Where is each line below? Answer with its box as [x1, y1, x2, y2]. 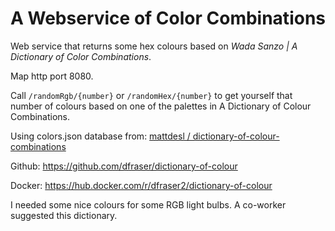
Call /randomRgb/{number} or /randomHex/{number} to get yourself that [10, 89, 293, 101]
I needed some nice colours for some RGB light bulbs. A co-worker [10, 198, 287, 211]
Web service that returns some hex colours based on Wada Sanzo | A [10, 40, 298, 52]
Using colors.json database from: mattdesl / [10, 130, 191, 142]
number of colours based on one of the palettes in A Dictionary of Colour [10, 100, 312, 112]
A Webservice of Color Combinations [10, 7, 326, 30]
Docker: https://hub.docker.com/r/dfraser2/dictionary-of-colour [10, 179, 273, 191]
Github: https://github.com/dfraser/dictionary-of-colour [10, 160, 238, 172]
